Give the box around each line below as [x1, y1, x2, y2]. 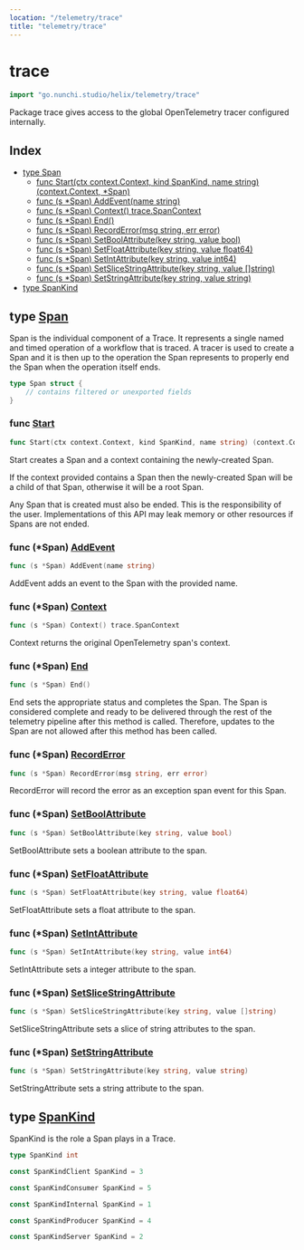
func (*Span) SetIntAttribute [9, 927, 138, 939]
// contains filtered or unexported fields [25, 387, 193, 397]
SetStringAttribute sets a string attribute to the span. [9, 1083, 204, 1094]
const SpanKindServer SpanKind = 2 [9, 1233, 144, 1242]
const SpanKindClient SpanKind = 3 [9, 1167, 144, 1176]
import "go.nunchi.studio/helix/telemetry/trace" [9, 91, 201, 100]
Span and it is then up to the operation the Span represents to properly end [9, 351, 290, 362]
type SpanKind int [9, 1151, 79, 1160]
